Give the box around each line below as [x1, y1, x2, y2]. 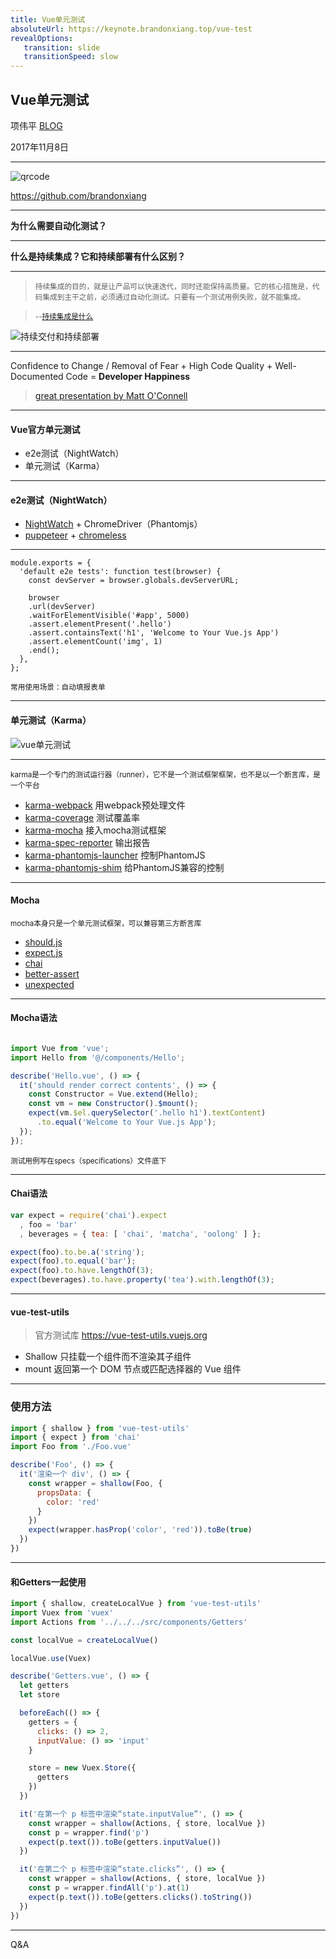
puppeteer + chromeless [24, 529, 127, 541]
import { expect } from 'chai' [10, 1432, 141, 1443]
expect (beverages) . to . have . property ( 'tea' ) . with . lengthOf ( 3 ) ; [10, 1275, 275, 1285]
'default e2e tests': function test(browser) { [19, 567, 222, 577]
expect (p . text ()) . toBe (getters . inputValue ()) [28, 1837, 222, 1847]
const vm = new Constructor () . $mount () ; [28, 1099, 199, 1109]
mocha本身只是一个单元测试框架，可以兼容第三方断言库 [10, 918, 202, 928]
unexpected [24, 978, 75, 990]
